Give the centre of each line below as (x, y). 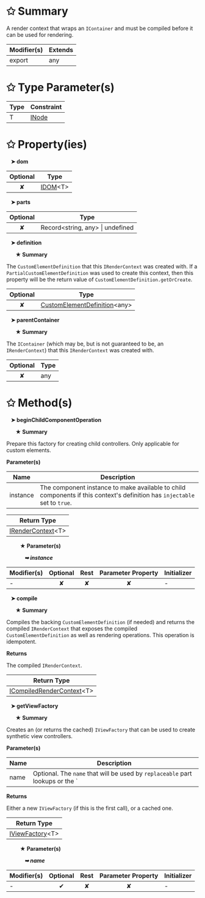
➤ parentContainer (35, 320)
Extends (61, 50)
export (19, 60)
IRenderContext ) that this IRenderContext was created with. (80, 350)
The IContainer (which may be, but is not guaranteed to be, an (85, 344)
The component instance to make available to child (113, 487)
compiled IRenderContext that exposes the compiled (72, 628)
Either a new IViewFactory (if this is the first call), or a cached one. (90, 808)
